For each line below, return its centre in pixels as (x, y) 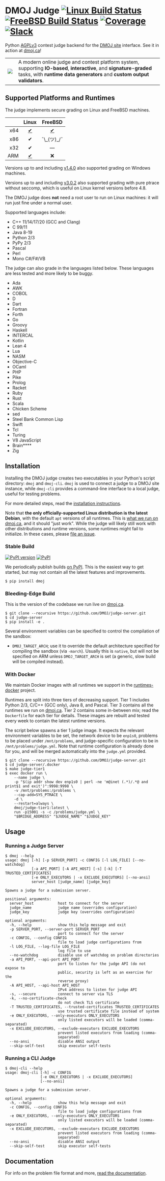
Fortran (20, 309)
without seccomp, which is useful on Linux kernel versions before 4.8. (76, 188)
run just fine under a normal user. (39, 203)
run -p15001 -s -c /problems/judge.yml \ (57, 812)
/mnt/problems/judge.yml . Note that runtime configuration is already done (80, 746)
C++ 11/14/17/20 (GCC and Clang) (46, 221)
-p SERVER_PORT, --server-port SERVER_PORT (55, 929)
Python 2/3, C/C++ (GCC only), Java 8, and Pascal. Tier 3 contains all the (79, 705)
